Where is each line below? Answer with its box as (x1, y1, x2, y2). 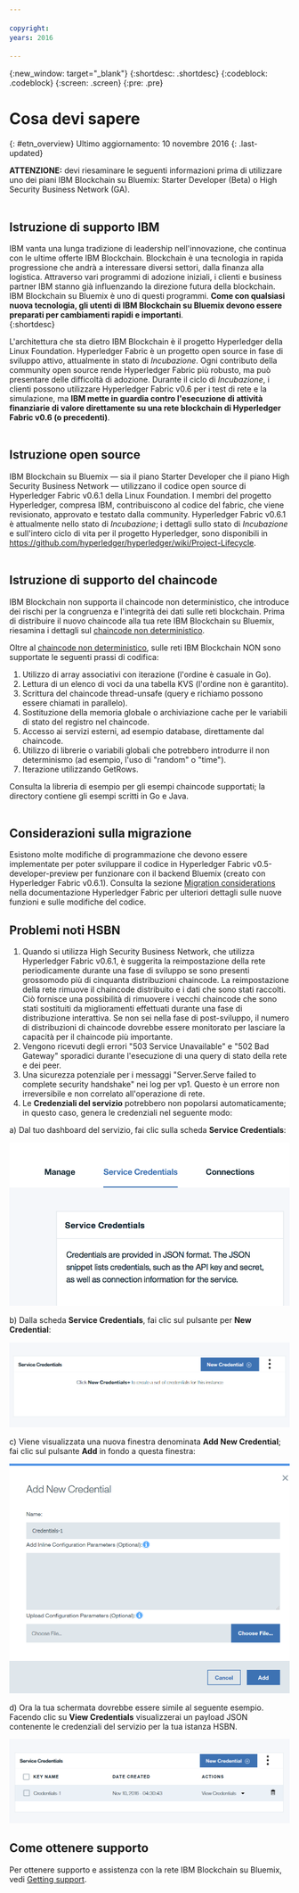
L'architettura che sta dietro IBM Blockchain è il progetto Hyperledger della (9, 336, 283, 347)
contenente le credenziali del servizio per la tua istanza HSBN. (9, 1721, 238, 1732)
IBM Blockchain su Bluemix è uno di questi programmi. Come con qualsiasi (9, 291, 286, 301)
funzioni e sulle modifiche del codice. (9, 897, 147, 907)
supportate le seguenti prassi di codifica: (9, 651, 159, 662)
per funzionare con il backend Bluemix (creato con (79, 868, 266, 879)
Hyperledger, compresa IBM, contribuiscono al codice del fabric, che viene (9, 500, 285, 510)
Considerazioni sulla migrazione (9, 826, 192, 841)
